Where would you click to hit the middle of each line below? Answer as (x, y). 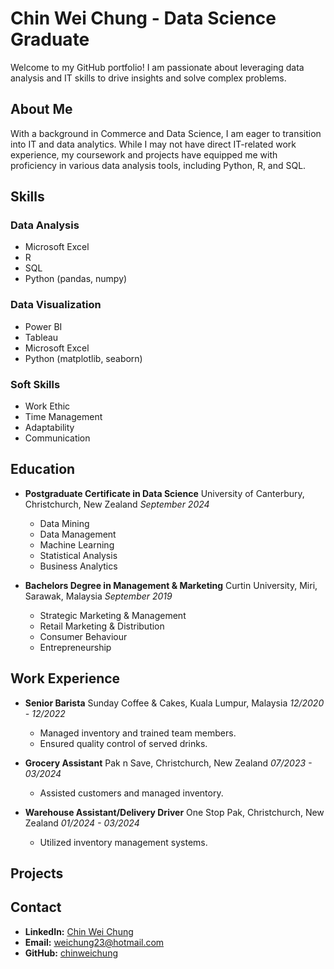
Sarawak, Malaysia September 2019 (98, 596)
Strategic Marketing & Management (113, 615)
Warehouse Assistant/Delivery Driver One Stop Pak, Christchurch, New (174, 812)
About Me (41, 109)
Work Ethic (47, 406)
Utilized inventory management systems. (123, 842)
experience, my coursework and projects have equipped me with (144, 154)
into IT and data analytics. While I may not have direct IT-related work (153, 144)
